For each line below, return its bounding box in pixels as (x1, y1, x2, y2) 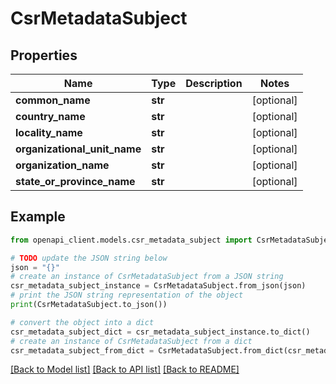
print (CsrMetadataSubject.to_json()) (10, 300, 168, 310)
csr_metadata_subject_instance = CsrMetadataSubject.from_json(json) (10, 281, 307, 291)
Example (10, 208, 66, 226)
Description (185, 77, 243, 90)
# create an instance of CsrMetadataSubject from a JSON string (10, 272, 284, 282)
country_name (15, 110, 86, 123)
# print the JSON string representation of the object (10, 290, 244, 301)
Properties (10, 47, 78, 64)
